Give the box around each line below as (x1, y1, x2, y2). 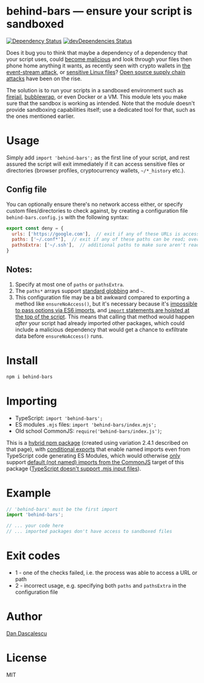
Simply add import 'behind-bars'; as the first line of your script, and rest (6, 154, 190, 161)
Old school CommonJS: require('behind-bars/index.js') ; (15, 427, 162, 434)
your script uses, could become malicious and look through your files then (6, 55, 192, 63)
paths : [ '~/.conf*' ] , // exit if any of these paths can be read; (12, 236, 186, 242)
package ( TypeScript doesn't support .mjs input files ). (6, 465, 141, 472)
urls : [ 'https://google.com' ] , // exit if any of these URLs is (12, 231, 181, 237)
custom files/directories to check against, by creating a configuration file (6, 207, 188, 214)
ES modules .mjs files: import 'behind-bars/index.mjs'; (15, 420, 157, 428)
